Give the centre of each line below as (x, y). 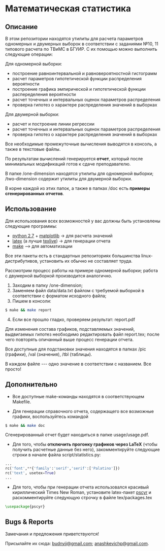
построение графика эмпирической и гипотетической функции (79, 89)
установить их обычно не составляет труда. (86, 261)
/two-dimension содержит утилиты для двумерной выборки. (68, 179)
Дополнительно (31, 385)
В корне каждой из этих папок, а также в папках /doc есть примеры (78, 188)
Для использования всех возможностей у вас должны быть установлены (83, 221)
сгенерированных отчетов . (34, 193)
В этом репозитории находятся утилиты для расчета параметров (74, 38)
